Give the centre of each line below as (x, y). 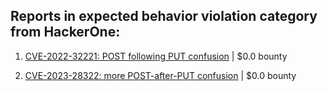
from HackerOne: (65, 32)
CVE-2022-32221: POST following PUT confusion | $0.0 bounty (156, 56)
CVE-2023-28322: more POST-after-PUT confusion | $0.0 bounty (160, 75)
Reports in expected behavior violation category (164, 16)
